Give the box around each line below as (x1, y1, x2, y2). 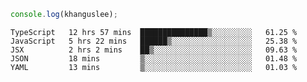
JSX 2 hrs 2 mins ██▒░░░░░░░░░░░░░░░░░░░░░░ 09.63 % (10, 45, 298, 55)
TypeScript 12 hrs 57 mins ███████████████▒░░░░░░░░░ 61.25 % (10, 27, 298, 37)
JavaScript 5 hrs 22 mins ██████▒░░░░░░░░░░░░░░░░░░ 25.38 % (10, 36, 298, 46)
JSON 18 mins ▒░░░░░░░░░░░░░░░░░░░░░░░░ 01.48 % (10, 53, 298, 64)
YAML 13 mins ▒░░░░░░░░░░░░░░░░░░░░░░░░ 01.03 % (10, 62, 298, 72)
